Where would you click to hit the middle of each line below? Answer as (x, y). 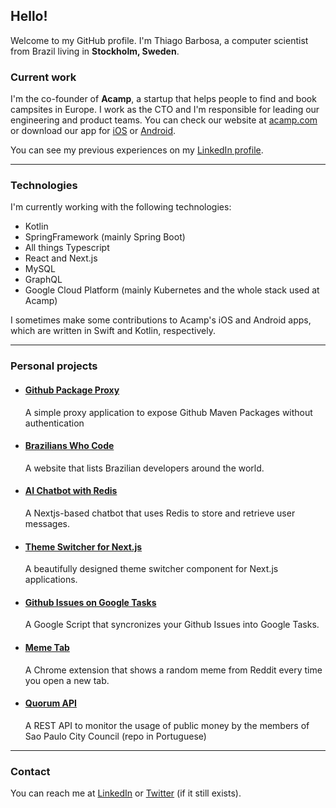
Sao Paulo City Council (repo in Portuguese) (115, 736)
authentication (54, 423)
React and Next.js (61, 258)
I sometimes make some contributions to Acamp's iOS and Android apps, (161, 320)
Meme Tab (47, 647)
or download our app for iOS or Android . (93, 131)
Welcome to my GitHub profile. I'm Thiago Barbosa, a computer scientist (159, 40)
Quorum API (50, 703)
